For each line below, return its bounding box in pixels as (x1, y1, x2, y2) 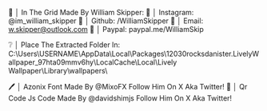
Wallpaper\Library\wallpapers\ (8, 66, 108, 75)
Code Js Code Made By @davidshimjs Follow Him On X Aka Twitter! (8, 93, 233, 103)
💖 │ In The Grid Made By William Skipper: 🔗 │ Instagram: (8, 8, 194, 17)
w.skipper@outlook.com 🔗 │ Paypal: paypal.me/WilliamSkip (8, 25, 204, 34)
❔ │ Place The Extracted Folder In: (8, 40, 121, 50)
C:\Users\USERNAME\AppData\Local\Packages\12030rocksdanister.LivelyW (8, 49, 260, 58)
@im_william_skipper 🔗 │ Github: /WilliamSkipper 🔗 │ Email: (8, 16, 204, 26)
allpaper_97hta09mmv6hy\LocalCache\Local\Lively (8, 57, 177, 67)
